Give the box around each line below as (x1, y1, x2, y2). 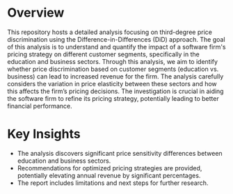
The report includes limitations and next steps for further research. (17, 179, 209, 187)
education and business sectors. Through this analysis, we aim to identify (7, 57, 218, 65)
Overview (7, 5, 65, 21)
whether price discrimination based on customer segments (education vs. (7, 65, 219, 73)
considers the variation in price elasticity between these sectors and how (7, 79, 217, 88)
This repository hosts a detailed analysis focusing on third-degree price (7, 28, 212, 36)
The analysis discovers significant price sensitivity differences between (17, 149, 223, 157)
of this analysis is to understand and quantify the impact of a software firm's (7, 42, 226, 51)
